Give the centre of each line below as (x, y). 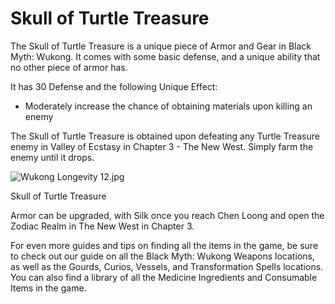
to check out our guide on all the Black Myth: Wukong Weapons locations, (162, 256)
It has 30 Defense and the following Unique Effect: (114, 86)
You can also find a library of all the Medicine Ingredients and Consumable (164, 277)
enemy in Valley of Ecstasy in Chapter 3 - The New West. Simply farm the (162, 146)
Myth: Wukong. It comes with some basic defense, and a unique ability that (165, 56)
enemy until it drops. (52, 157)
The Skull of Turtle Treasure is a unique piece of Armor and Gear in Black (161, 46)
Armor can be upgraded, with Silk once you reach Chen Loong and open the (167, 215)
